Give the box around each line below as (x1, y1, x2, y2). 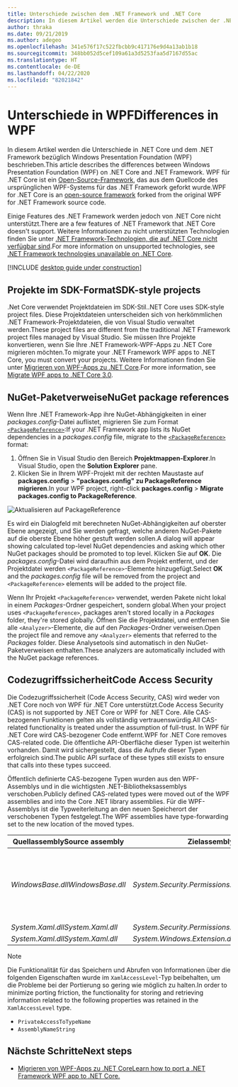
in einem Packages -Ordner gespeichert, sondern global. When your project (7, 600, 227, 609)
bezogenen (7, 715, 40, 724)
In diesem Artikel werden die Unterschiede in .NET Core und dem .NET (7, 145, 214, 154)
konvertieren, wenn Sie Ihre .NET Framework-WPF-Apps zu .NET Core (7, 341, 212, 349)
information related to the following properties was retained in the (7, 995, 199, 1004)
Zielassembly (187, 837, 234, 846)
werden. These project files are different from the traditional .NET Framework (7, 326, 231, 334)
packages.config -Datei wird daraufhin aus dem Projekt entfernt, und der (7, 556, 219, 565)
